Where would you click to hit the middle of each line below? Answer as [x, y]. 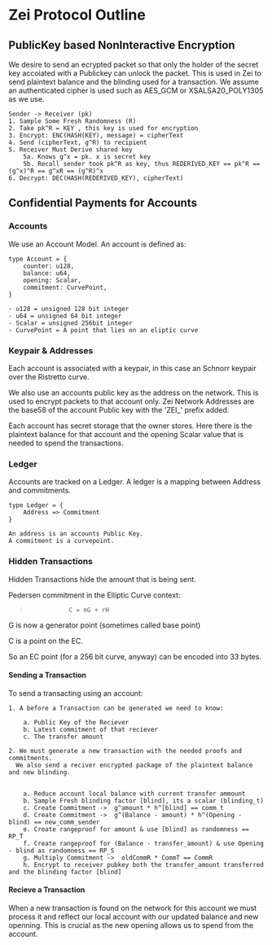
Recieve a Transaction [47, 890]
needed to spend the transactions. [66, 443]
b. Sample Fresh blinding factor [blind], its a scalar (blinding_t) [144, 801]
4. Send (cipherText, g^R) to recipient [78, 142]
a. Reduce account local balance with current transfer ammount [134, 794]
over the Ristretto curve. [49, 377]
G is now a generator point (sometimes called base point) [105, 625]
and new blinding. [39, 772]
